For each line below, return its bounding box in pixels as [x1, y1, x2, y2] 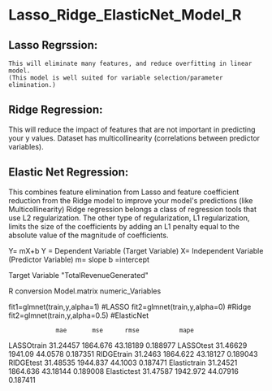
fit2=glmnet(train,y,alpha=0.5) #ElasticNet [8, 311, 149, 320]
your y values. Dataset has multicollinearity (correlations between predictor [8, 133, 261, 143]
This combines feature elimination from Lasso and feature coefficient [8, 187, 240, 197]
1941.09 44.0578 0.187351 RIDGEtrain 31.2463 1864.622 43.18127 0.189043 [8, 349, 258, 358]
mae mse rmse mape [55, 326, 195, 334]
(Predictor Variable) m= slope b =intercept [8, 254, 150, 264]
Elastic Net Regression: [8, 165, 129, 180]
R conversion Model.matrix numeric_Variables [8, 286, 162, 296]
